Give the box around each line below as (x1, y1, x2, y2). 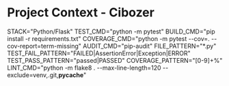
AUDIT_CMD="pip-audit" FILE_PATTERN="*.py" (83, 42, 217, 50)
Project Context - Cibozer (7, 5, 155, 20)
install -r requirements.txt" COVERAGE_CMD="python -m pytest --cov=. (7, 34, 210, 42)
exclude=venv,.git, (7, 70, 59, 79)
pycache (58, 70, 84, 79)
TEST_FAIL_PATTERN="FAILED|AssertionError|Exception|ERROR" (7, 49, 191, 57)
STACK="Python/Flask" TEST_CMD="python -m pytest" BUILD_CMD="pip (7, 27, 215, 35)
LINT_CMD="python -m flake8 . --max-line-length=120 (7, 63, 162, 72)
